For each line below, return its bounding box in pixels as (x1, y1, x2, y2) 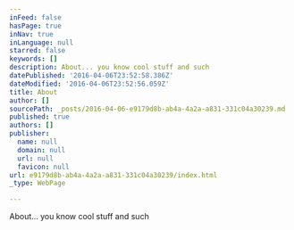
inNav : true (9, 29, 54, 38)
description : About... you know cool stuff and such (9, 63, 210, 72)
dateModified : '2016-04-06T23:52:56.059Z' (9, 79, 170, 88)
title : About (9, 87, 58, 96)
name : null (17, 137, 58, 146)
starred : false (9, 46, 66, 55)
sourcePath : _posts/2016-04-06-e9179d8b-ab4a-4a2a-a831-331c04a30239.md (9, 104, 286, 113)
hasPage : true (9, 21, 63, 30)
